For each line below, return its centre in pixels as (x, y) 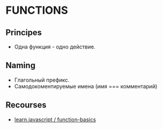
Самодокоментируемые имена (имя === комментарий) (86, 86)
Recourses (26, 105)
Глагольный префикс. (42, 80)
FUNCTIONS (37, 10)
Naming (21, 65)
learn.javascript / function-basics (55, 119)
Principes (24, 33)
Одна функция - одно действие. (55, 47)
